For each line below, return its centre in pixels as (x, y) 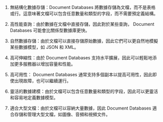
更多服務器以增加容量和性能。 (45, 64)
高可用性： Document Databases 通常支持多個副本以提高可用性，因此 (81, 74)
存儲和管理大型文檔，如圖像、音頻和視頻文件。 (62, 114)
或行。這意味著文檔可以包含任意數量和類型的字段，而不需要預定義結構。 (84, 13)
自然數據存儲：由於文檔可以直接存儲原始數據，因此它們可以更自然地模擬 (84, 41)
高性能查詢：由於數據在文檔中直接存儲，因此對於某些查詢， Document (82, 24)
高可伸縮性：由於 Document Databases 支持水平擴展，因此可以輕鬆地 (81, 58)
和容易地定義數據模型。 (34, 98)
